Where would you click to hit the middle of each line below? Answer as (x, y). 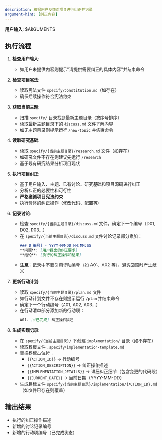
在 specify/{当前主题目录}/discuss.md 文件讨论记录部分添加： (81, 236)
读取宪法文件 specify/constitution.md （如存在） (69, 90)
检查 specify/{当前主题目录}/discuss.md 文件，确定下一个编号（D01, (87, 224)
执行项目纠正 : (26, 174)
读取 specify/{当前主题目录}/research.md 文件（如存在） (76, 151)
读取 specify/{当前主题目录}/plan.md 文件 (60, 292)
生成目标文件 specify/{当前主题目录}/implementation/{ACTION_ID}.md (88, 384)
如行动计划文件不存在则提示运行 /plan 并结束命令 (69, 298)
